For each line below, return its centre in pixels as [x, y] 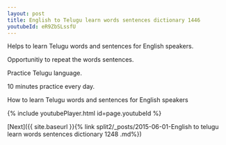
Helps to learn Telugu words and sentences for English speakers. [100, 46]
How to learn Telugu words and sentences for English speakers [98, 100]
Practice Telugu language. [45, 73]
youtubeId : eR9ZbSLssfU [42, 26]
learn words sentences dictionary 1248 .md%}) [75, 134]
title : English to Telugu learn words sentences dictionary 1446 [104, 20]
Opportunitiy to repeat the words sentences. [71, 60]
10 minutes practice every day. [51, 87]
